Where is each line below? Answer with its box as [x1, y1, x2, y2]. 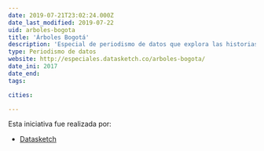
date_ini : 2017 [8, 63, 58, 70]
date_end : [8, 70, 41, 77]
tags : [8, 77, 26, 84]
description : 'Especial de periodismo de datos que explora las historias [8, 41, 258, 49]
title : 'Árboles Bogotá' [8, 33, 90, 41]
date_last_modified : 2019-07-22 [8, 19, 114, 27]
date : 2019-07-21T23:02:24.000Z [8, 11, 114, 20]
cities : [8, 91, 34, 99]
